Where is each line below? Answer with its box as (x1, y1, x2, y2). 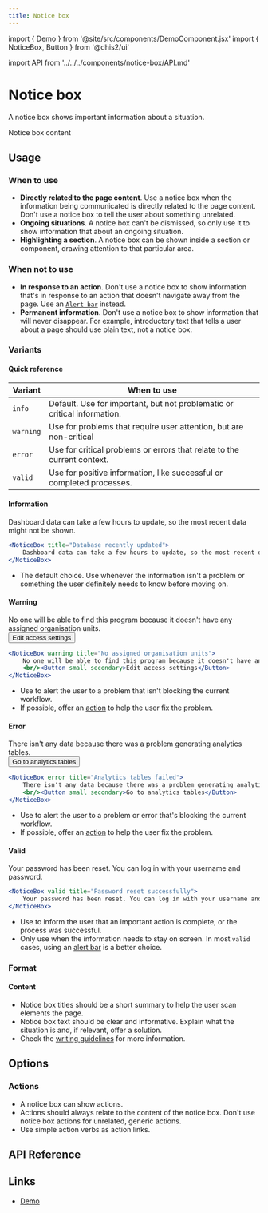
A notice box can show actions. (19, 1099, 124, 1108)
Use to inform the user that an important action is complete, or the (19, 916, 238, 926)
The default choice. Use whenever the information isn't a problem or (19, 570, 245, 580)
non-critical (49, 431, 94, 442)
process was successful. (19, 925, 102, 935)
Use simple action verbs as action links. (19, 1124, 151, 1134)
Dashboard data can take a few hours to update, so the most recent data (8, 517, 247, 526)
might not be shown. (8, 525, 76, 535)
